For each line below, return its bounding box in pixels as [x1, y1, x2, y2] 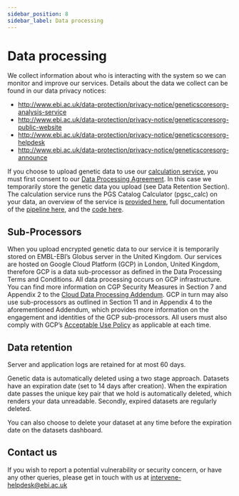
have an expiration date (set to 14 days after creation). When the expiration [7, 382, 227, 390]
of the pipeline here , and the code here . [7, 205, 124, 214]
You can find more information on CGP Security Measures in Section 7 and [7, 283, 227, 291]
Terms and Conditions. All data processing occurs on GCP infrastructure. [7, 275, 223, 284]
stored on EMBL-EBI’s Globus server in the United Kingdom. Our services [7, 253, 223, 261]
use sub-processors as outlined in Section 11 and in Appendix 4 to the [7, 298, 213, 307]
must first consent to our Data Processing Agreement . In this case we [7, 175, 212, 183]
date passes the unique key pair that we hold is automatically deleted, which [7, 390, 232, 398]
